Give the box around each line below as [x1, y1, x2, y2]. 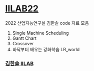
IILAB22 [5, 3, 39, 14]
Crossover [12, 40, 34, 46]
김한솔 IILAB [5, 60, 34, 67]
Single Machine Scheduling [12, 30, 69, 36]
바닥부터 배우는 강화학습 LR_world [12, 46, 80, 52]
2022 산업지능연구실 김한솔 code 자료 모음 [5, 20, 89, 26]
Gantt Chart [12, 35, 36, 41]
